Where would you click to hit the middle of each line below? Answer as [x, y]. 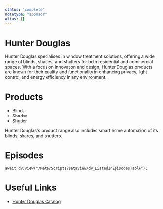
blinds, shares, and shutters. [34, 136]
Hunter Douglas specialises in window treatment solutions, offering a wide [80, 56]
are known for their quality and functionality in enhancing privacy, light [76, 72]
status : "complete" [25, 10]
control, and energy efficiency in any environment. [56, 77]
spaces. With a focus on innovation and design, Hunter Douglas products [79, 67]
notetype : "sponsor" [26, 14]
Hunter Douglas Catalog [36, 202]
